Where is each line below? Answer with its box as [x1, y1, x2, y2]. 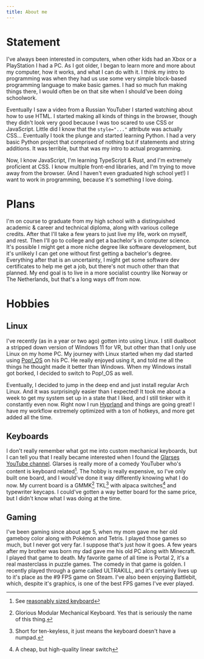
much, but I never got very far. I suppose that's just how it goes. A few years [6, 541, 197, 548]
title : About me [6, 9, 47, 15]
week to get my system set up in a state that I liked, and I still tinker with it [6, 394, 191, 402]
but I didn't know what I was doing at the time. [6, 494, 122, 502]
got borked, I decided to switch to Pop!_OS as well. [6, 369, 134, 377]
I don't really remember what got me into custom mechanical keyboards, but [6, 447, 197, 455]
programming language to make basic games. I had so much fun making [6, 81, 187, 88]
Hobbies [6, 296, 50, 310]
